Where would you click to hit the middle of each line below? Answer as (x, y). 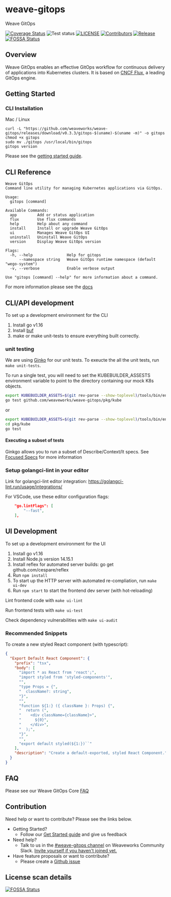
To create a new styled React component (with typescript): (67, 644)
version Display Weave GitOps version (55, 242)
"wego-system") (21, 264)
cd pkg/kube (18, 424)
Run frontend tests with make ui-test (44, 610)
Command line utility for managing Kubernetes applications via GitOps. (84, 188)
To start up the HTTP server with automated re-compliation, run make (84, 580)
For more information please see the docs (49, 287)
